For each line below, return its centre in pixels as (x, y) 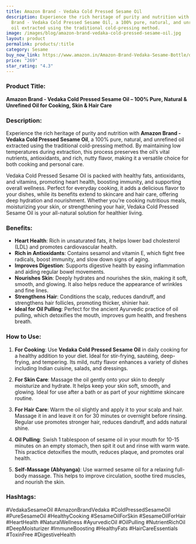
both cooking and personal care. (45, 164)
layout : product (26, 39)
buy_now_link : (23, 55)
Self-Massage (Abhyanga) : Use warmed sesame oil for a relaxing (94, 469)
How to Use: (24, 337)
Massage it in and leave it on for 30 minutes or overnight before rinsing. (101, 415)
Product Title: (26, 87)
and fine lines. (32, 291)
